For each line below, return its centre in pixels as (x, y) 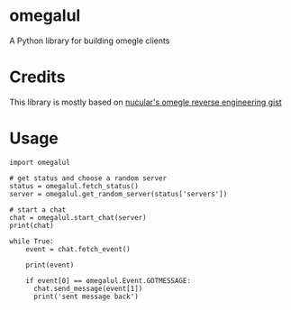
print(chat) (32, 225)
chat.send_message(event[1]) (88, 288)
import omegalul (40, 162)
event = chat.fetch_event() (78, 249)
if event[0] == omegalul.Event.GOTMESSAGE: (109, 280)
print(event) (50, 265)
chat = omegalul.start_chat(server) (78, 217)
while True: (32, 241)
